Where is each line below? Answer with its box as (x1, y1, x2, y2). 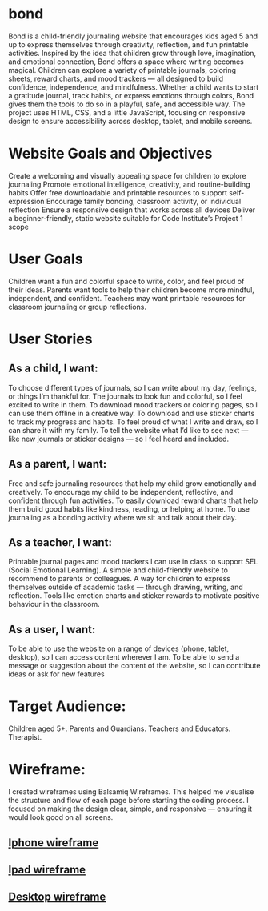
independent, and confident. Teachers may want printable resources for (8, 293, 246, 303)
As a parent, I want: (8, 457, 107, 471)
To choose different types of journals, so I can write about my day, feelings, (8, 383, 258, 392)
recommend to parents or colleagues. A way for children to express (8, 574, 230, 584)
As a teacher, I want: (8, 536, 112, 549)
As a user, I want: (8, 622, 96, 636)
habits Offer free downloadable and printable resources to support (8, 187, 228, 197)
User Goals (8, 250, 83, 268)
